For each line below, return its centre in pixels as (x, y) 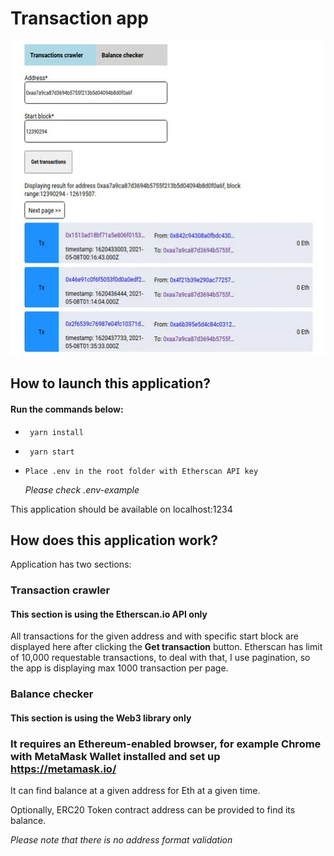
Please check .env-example (82, 489)
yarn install (56, 432)
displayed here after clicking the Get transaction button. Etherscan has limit (166, 647)
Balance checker (52, 694)
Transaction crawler (60, 590)
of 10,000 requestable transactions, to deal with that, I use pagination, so (160, 658)
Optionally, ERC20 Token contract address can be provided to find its (153, 810)
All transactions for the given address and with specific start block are (155, 636)
